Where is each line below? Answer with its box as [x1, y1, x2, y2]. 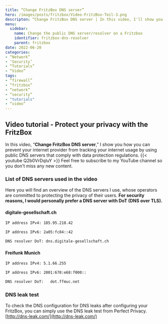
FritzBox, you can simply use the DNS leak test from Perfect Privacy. [5, 308, 147, 314]
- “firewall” [5, 78, 33, 83]
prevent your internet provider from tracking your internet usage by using [5, 147, 157, 153]
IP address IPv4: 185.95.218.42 [5, 220, 73, 225]
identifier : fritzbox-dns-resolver [14, 36, 89, 41]
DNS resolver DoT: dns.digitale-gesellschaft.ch [5, 239, 109, 244]
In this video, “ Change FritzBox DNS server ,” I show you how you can [5, 141, 150, 147]
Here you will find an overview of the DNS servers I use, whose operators [5, 187, 157, 193]
